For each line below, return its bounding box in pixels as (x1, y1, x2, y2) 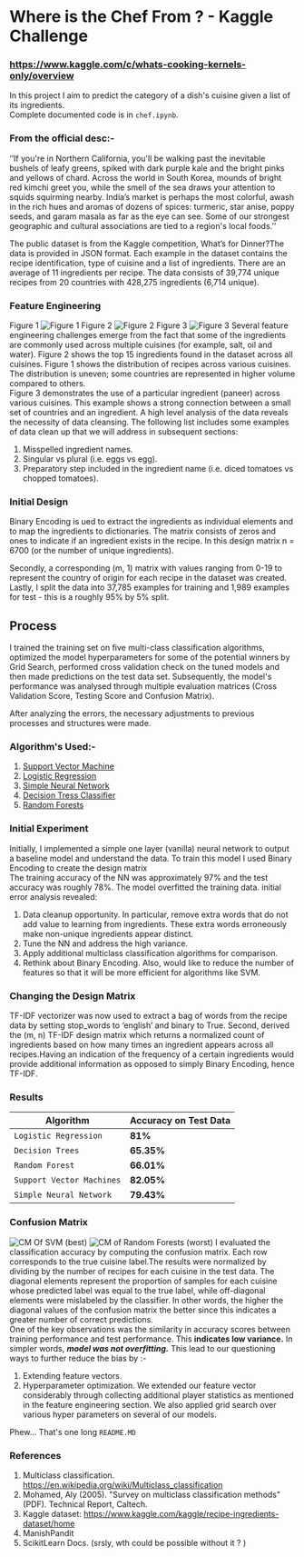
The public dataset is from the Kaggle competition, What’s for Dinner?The (9, 238, 284, 249)
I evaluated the (214, 1236, 270, 1247)
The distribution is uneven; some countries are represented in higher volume (9, 368, 296, 379)
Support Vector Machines (14, 1175, 122, 1185)
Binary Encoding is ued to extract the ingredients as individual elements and (9, 516, 293, 527)
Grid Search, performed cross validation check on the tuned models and (9, 662, 279, 673)
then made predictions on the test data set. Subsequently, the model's (9, 671, 272, 683)
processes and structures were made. (9, 718, 152, 729)
